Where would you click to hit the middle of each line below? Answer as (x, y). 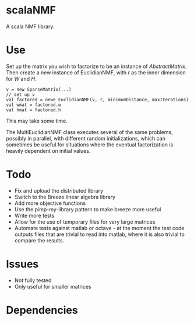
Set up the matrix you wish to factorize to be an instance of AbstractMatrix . (96, 66)
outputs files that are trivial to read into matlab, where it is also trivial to (99, 234)
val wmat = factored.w (33, 105)
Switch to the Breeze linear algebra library (65, 197)
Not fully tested (33, 280)
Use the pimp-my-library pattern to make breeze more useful (88, 209)
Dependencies (42, 310)
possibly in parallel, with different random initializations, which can (86, 138)
